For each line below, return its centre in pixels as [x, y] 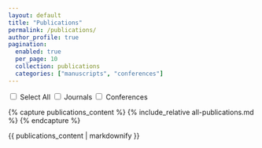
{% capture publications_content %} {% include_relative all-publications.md [131, 112]
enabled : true [38, 52]
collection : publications [58, 67]
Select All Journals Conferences [83, 97]
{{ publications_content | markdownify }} [74, 135]
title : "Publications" [45, 23]
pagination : [28, 45]
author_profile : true [44, 37]
